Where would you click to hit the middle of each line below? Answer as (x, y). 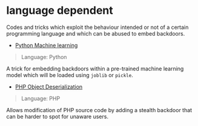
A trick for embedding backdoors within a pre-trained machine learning (95, 68)
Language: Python (44, 57)
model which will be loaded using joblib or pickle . (70, 75)
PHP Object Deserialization (49, 87)
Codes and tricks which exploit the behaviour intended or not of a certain (97, 27)
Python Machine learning (46, 45)
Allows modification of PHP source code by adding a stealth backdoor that (99, 110)
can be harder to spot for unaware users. (58, 116)
